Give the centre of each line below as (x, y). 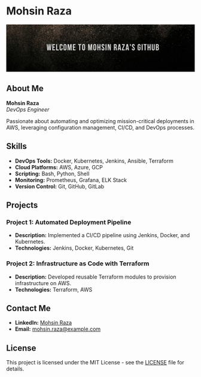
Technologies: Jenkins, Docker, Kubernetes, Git (74, 248)
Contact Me (28, 308)
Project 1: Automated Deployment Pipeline (69, 222)
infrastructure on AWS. (43, 283)
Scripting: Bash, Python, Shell (52, 173)
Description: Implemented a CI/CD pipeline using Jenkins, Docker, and (102, 235)
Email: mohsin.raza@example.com (58, 329)
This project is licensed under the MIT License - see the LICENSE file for (95, 363)
